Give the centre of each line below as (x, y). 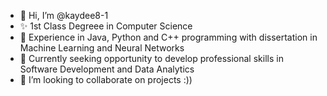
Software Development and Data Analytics (107, 69)
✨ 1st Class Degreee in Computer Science (106, 26)
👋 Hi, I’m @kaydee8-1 (64, 15)
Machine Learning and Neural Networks (102, 48)
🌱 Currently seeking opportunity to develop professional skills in (151, 58)
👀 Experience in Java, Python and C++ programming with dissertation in (168, 37)
